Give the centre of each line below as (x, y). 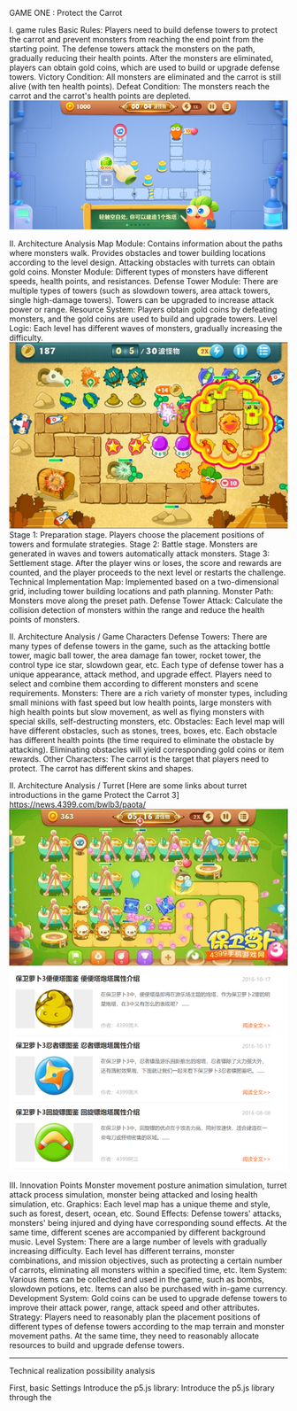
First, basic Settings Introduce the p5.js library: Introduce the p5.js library (142, 1388)
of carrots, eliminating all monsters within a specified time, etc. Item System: (148, 1269)
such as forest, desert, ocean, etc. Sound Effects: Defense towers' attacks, (146, 1213)
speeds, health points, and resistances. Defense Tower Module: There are (144, 281)
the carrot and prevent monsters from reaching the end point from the (136, 39)
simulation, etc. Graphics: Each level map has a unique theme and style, (140, 1204)
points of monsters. (45, 620)
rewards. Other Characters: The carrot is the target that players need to (139, 759)
